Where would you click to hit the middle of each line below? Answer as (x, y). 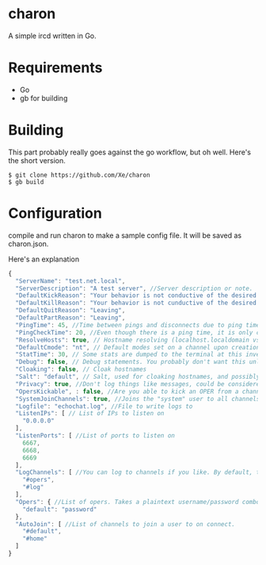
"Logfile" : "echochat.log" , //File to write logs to (104, 406)
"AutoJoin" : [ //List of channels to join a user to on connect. (125, 524)
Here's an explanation (44, 259)
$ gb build (26, 182)
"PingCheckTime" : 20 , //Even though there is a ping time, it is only (134, 332)
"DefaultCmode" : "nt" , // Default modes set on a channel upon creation (138, 347)
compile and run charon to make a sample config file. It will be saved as (125, 235)
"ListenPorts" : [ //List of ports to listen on (95, 436)
